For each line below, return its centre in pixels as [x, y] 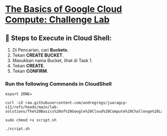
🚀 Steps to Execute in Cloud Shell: [58, 38]
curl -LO [14, 103]
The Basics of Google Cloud [64, 9]
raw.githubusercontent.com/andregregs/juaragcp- [76, 103]
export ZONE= [19, 94]
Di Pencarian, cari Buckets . [40, 50]
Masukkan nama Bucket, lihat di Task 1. [52, 60]
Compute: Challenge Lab [57, 20]
